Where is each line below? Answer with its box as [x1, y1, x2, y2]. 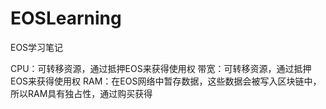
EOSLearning [10, 7, 122, 30]
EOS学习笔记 [10, 41, 64, 53]
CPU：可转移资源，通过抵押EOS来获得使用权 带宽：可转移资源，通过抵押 [10, 62, 312, 74]
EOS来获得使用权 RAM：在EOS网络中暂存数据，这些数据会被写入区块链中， [10, 75, 322, 87]
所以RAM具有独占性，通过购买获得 [10, 87, 153, 99]
